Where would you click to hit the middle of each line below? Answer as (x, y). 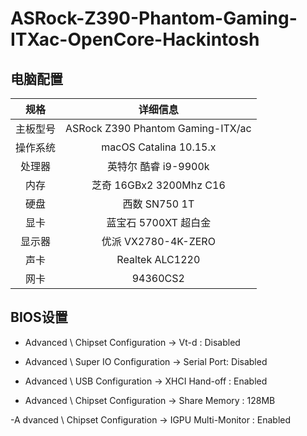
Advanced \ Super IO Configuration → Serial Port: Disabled (146, 361)
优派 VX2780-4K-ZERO (158, 241)
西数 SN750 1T (158, 204)
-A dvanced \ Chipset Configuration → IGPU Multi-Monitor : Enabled (151, 419)
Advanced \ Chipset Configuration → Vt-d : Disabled (132, 342)
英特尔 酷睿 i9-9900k (158, 166)
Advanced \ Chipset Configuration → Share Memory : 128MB (150, 400)
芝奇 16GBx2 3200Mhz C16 (158, 185)
